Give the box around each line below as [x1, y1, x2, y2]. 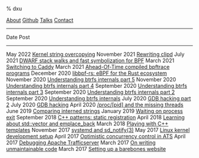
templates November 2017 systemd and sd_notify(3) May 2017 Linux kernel [6, 127, 190, 133]
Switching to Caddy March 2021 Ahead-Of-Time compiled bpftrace [6, 64, 170, 70]
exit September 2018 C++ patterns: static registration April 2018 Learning [6, 114, 185, 121]
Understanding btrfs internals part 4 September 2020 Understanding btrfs [6, 83, 188, 89]
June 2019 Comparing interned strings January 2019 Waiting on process [6, 108, 183, 115]
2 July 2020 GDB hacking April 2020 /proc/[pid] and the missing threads [6, 101, 184, 108]
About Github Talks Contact [6, 17, 74, 23]
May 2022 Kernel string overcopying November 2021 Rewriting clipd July [6, 50, 185, 58]
